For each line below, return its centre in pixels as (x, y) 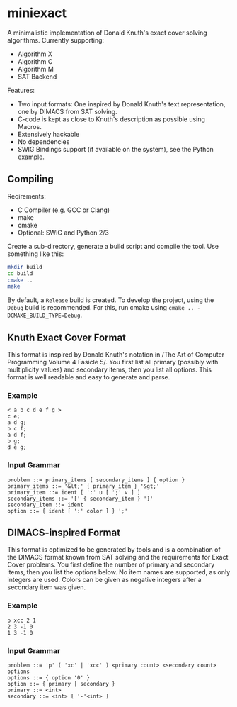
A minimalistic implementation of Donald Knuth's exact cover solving (107, 33)
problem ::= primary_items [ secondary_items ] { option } (96, 480)
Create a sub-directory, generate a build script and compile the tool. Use (113, 246)
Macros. (30, 126)
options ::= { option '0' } (49, 678)
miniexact (37, 13)
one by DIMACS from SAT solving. (68, 111)
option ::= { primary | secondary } (61, 684)
